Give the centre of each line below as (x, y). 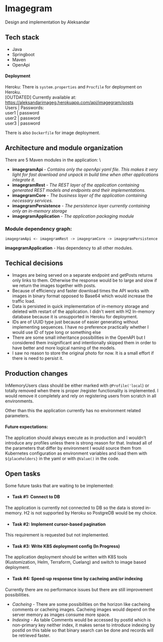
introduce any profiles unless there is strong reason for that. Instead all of (79, 443)
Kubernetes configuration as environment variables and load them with (76, 453)
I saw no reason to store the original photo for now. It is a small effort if (83, 353)
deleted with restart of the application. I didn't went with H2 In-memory (83, 311)
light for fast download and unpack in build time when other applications (85, 175)
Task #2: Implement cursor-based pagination (59, 524)
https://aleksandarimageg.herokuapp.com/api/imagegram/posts (69, 102)
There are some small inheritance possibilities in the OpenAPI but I (79, 337)
